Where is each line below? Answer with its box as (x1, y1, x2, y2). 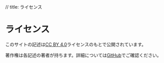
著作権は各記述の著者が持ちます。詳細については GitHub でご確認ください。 (5, 52, 161, 58)
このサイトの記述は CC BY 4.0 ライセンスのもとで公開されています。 (5, 41, 146, 47)
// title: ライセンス (5, 4, 42, 10)
